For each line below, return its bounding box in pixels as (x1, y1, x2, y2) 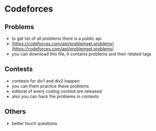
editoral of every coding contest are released (11, 88, 102, 94)
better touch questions (11, 120, 57, 126)
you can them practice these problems (11, 83, 89, 89)
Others (4, 108, 26, 116)
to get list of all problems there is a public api (11, 35, 102, 41)
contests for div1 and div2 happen (11, 78, 80, 83)
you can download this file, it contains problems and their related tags (11, 51, 152, 57)
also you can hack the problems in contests (11, 93, 99, 99)
